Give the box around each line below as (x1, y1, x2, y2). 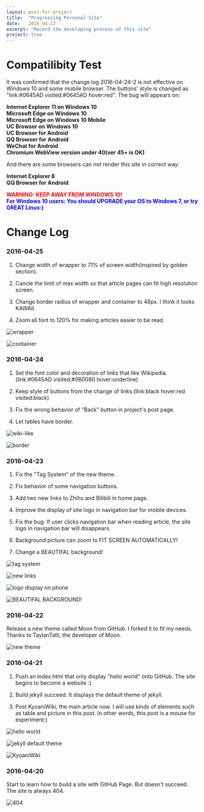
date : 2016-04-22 (6, 20, 56, 26)
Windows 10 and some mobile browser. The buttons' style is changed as (6, 85, 189, 92)
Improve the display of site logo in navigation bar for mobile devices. (15, 506, 188, 514)
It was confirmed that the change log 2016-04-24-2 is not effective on (6, 78, 183, 86)
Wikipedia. (140, 369, 168, 377)
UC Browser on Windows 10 (6, 123, 78, 130)
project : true (6, 32, 43, 38)
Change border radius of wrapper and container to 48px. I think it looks (15, 298, 195, 305)
